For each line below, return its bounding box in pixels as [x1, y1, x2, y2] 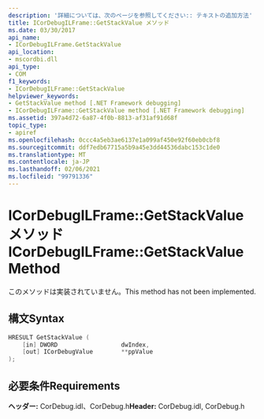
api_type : [8, 63, 41, 71]
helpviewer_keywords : [8, 92, 80, 100]
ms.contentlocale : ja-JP [8, 158, 90, 166]
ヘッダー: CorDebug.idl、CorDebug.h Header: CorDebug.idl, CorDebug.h [8, 401, 245, 410]
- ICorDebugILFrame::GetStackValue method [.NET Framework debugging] [8, 107, 245, 115]
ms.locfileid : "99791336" [8, 172, 93, 181]
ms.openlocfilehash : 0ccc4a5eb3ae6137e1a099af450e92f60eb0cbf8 [8, 135, 221, 144]
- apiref [8, 128, 37, 136]
